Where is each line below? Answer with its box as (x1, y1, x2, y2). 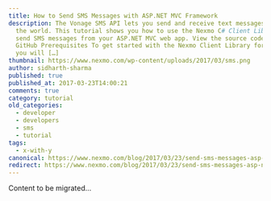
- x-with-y (15, 146, 52, 154)
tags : (8, 138, 27, 147)
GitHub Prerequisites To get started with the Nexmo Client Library (15, 42, 251, 50)
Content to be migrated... (8, 183, 92, 193)
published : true (8, 72, 63, 80)
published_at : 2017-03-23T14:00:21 (8, 79, 128, 87)
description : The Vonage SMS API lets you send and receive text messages (8, 19, 265, 27)
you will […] (15, 49, 60, 57)
